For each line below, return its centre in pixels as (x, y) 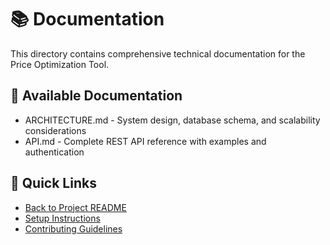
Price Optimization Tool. (60, 64)
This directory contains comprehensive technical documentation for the (158, 53)
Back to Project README (75, 207)
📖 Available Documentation (96, 96)
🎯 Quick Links (53, 183)
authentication (54, 152)
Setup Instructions (62, 218)
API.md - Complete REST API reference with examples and (145, 141)
